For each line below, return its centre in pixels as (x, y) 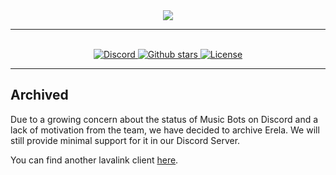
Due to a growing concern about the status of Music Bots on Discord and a (164, 119)
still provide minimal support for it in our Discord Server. (125, 140)
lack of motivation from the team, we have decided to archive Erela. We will (165, 130)
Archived (39, 95)
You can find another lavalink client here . (94, 160)
